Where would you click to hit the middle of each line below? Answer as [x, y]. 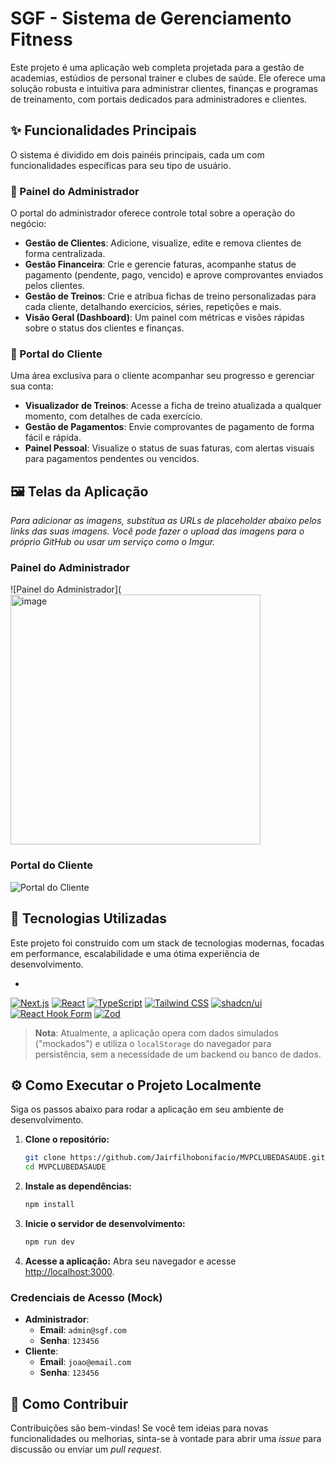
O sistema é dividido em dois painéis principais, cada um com [137, 154]
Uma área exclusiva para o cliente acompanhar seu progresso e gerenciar [162, 376]
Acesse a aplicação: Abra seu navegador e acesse [130, 1261]
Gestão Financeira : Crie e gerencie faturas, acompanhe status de [160, 264]
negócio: [28, 224]
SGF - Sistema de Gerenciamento [151, 18]
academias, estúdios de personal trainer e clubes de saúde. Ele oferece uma [168, 78]
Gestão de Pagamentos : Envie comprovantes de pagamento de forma [169, 427]
